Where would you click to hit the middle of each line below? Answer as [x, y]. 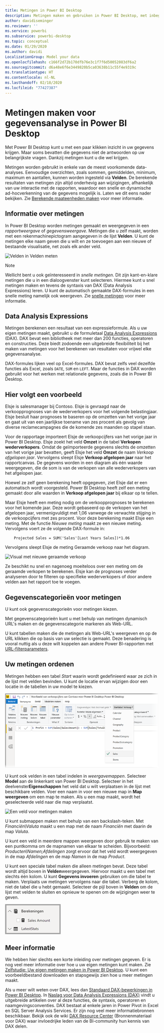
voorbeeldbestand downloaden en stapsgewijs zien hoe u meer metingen [79, 975]
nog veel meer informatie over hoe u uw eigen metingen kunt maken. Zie [78, 965]
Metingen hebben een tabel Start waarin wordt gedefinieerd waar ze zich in [81, 676]
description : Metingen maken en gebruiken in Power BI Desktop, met [76, 15]
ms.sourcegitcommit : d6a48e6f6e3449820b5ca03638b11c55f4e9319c [71, 67]
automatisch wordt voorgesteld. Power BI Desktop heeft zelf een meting [77, 488]
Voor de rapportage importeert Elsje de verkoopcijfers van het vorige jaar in [81, 437]
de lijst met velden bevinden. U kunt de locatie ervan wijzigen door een [76, 681]
